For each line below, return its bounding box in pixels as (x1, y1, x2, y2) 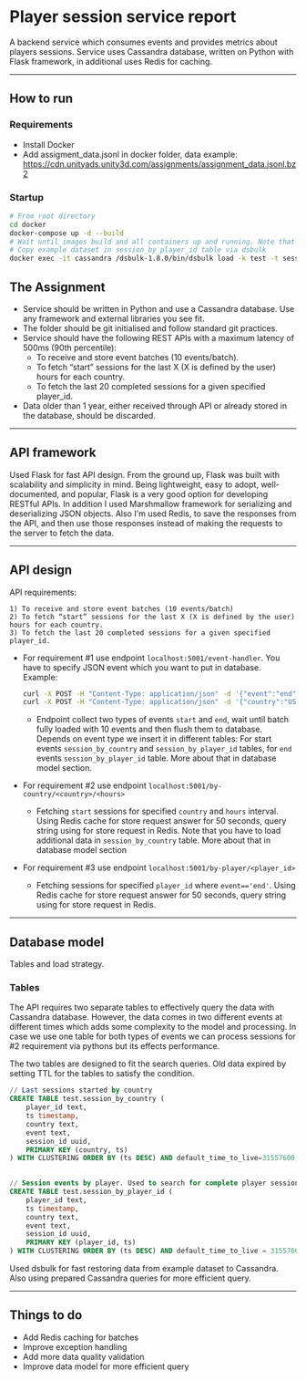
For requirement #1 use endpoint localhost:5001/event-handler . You (22, 652, 280, 663)
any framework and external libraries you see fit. (22, 313, 205, 324)
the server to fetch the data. (9, 527, 115, 538)
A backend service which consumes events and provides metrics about (9, 36, 278, 47)
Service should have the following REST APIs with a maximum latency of (22, 332, 294, 343)
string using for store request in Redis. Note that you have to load (36, 825, 281, 836)
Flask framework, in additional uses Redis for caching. (9, 56, 212, 67)
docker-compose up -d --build (9, 228, 125, 238)
